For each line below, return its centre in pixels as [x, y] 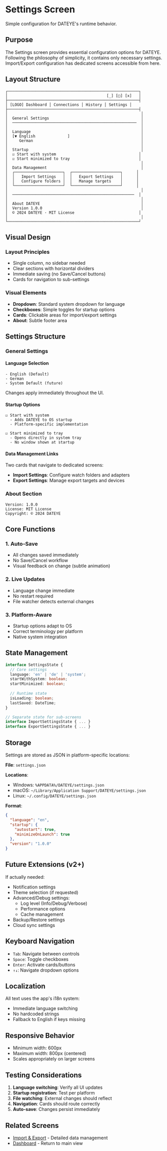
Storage [18, 743]
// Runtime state [29, 694]
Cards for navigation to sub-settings [51, 280]
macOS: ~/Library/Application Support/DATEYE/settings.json [79, 790]
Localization [25, 986]
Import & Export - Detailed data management [60, 1138]
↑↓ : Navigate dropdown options [46, 970]
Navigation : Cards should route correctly [56, 1104]
